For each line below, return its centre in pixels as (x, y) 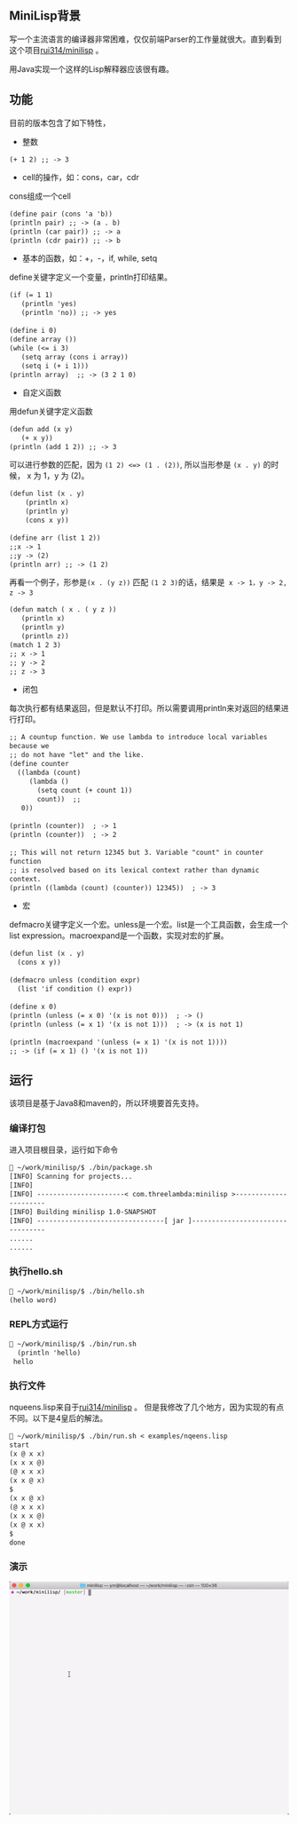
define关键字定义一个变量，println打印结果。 (91, 277)
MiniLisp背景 (45, 16)
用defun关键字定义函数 (51, 411)
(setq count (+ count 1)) (85, 790)
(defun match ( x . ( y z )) (63, 609)
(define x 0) (33, 1007)
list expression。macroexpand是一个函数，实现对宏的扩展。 (119, 936)
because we (29, 746)
